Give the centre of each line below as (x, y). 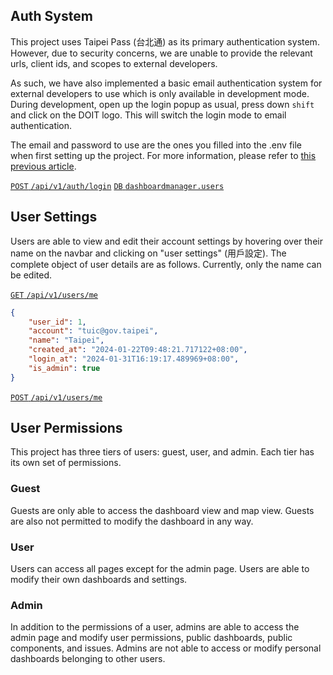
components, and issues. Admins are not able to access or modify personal (166, 648)
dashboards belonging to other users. (88, 659)
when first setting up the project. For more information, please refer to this (163, 155)
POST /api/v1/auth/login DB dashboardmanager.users (117, 186)
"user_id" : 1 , (57, 322)
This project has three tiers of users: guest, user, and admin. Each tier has (162, 452)
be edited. (31, 275)
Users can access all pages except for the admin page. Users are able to (160, 569)
